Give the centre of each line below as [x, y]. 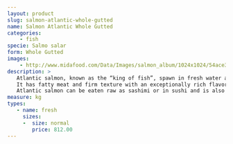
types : [17, 104]
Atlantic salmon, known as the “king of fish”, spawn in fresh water [119, 78]
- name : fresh [37, 110]
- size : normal [46, 123]
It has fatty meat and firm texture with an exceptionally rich [111, 84]
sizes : [32, 116]
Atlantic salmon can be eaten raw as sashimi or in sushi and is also [121, 91]
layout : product [31, 13]
